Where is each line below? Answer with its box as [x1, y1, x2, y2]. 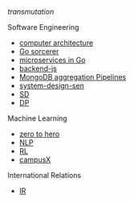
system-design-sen [18, 81, 85, 90]
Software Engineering [7, 23, 79, 31]
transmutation [7, 7, 55, 16]
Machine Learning [7, 114, 67, 123]
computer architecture [18, 38, 94, 48]
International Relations [7, 171, 82, 180]
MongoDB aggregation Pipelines [18, 72, 127, 81]
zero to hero [18, 129, 60, 139]
